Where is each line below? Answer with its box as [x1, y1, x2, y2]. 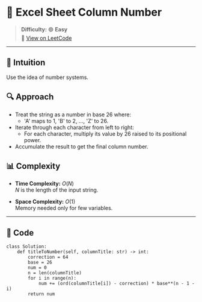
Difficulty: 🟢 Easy [20, 25, 68, 33]
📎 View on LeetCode [20, 34, 72, 42]
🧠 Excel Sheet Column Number [6, 5, 162, 19]
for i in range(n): [28, 275, 77, 282]
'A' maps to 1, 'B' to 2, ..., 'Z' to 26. [23, 117, 109, 124]
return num [28, 291, 55, 297]
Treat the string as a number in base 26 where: [14, 111, 131, 118]
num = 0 [28, 265, 47, 271]
